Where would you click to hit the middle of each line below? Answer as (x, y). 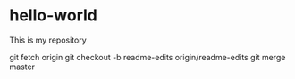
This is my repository (48, 40)
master (22, 67)
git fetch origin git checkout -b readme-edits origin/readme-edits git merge (147, 57)
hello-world (54, 16)
